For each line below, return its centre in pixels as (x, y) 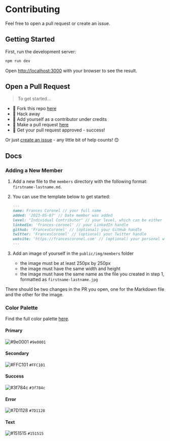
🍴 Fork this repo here (34, 109)
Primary (14, 330)
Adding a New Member (34, 170)
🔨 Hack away (26, 114)
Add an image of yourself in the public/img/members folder (73, 253)
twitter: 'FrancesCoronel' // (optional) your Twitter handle (79, 234)
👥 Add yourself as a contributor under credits (60, 119)
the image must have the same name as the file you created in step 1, (92, 274)
